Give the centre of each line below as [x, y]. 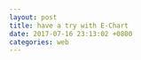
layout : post [33, 17]
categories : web [39, 42]
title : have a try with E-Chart [69, 26]
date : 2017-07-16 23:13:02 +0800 [71, 34]
